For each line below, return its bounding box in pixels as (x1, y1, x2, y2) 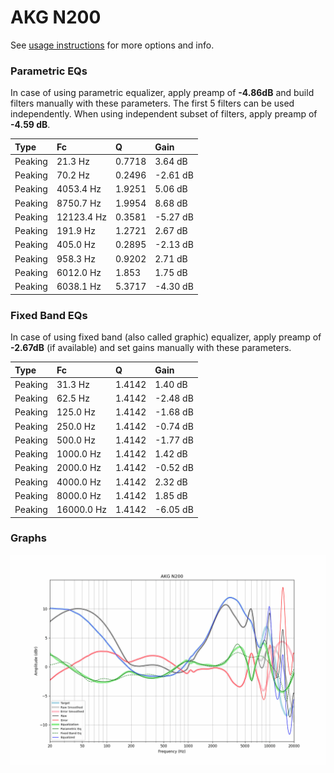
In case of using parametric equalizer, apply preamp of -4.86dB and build (10, 87, 315, 99)
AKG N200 (10, 6, 102, 29)
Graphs (10, 531, 47, 545)
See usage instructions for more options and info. (10, 39, 215, 51)
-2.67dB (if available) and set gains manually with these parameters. (10, 342, 292, 354)
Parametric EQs (10, 64, 88, 78)
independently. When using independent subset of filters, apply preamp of (10, 108, 318, 120)
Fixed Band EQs (10, 308, 88, 322)
